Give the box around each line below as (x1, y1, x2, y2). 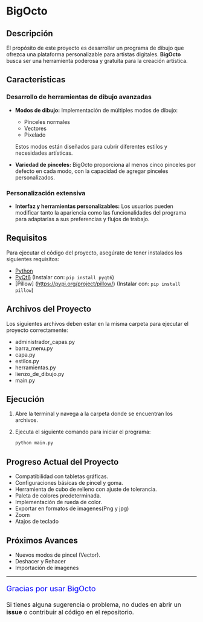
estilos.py (14, 357, 39, 364)
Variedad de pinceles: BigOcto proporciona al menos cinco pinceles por (14, 161, 196, 168)
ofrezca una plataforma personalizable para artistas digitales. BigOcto (6, 51, 181, 58)
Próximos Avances (6, 535, 79, 545)
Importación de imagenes (14, 564, 79, 571)
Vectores (24, 125, 47, 132)
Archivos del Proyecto (6, 304, 92, 314)
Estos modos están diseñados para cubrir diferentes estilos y (14, 143, 168, 150)
